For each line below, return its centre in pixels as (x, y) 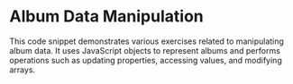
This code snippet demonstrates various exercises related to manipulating (146, 41)
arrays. (23, 70)
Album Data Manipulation (107, 17)
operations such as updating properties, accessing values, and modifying (146, 60)
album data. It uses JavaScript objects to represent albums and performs (145, 50)
